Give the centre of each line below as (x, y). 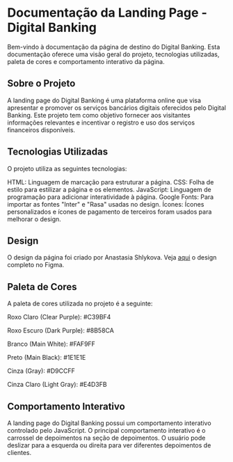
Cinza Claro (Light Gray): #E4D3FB (57, 385)
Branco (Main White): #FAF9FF (51, 344)
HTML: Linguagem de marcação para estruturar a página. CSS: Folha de (111, 182)
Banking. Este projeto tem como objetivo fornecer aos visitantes (99, 115)
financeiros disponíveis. (41, 129)
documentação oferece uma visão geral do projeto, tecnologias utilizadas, (113, 54)
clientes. (19, 453)
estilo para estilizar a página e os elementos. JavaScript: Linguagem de (110, 189)
